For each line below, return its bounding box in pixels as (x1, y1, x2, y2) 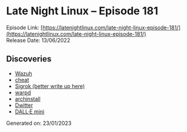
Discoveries (6, 54, 52, 64)
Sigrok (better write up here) (14, 82, 85, 90)
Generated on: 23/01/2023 (6, 119, 72, 127)
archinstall (14, 95, 41, 102)
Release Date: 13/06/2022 (6, 36, 70, 44)
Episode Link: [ (6, 24, 43, 31)
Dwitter (14, 102, 33, 109)
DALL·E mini (14, 108, 45, 115)
